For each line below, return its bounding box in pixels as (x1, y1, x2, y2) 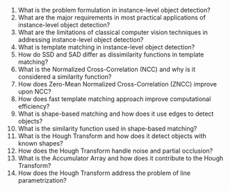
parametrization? (17, 176, 67, 184)
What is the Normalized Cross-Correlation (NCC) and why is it (17, 66, 196, 73)
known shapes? (17, 139, 63, 147)
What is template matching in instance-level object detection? (17, 43, 195, 51)
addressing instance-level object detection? (17, 36, 144, 44)
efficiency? (17, 102, 50, 110)
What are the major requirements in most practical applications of (17, 13, 206, 22)
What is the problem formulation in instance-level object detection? (17, 6, 211, 14)
